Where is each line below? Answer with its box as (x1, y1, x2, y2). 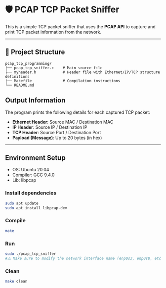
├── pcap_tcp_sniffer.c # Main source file (5, 65, 103, 70)
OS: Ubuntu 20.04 (12, 167, 49, 173)
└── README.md (5, 83, 35, 88)
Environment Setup (5, 153, 66, 162)
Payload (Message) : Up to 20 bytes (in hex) (12, 135, 102, 141)
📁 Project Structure (5, 48, 65, 56)
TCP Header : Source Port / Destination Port (12, 129, 101, 135)
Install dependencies (5, 190, 57, 196)
